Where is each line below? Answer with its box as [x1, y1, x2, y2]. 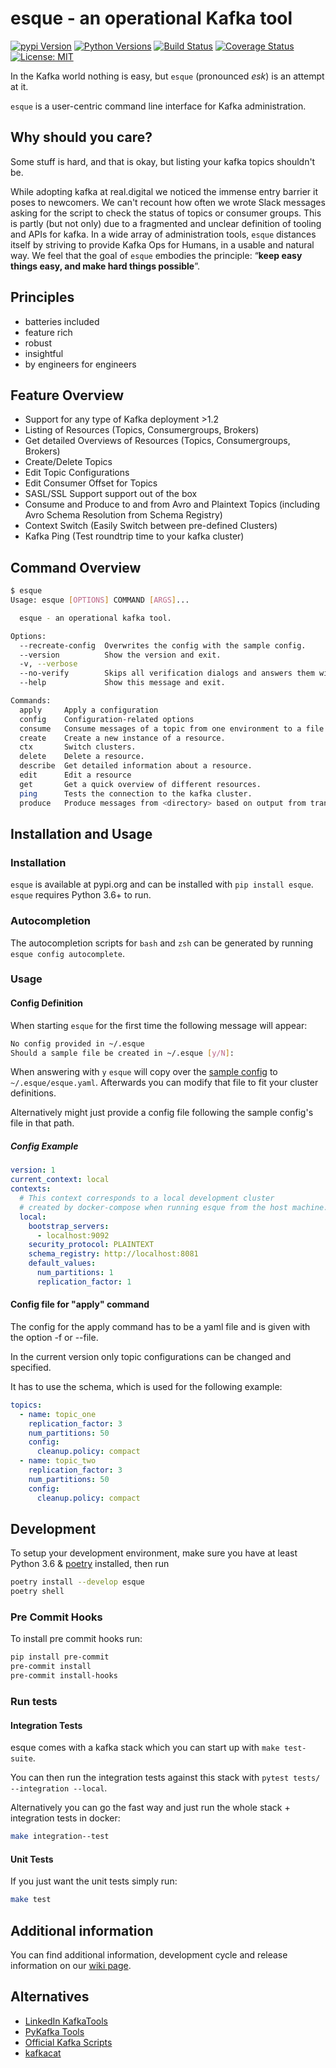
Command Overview [10, 559, 142, 576]
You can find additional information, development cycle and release [10, 1948, 288, 1961]
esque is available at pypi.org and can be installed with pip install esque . [10, 878, 314, 891]
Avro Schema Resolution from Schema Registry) [24, 509, 223, 521]
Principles [10, 289, 75, 306]
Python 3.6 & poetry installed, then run [10, 1558, 170, 1570]
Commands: [10, 696, 52, 706]
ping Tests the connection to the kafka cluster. [19, 788, 253, 799]
